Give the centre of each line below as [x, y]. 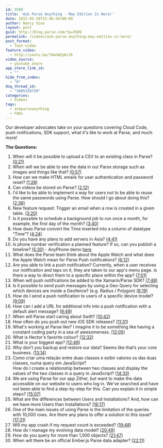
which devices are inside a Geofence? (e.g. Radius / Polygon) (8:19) [80, 291]
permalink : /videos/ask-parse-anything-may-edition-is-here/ [69, 37]
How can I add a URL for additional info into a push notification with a [82, 306]
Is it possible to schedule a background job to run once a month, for [80, 218]
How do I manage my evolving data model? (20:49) [64, 430]
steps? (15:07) [26, 394]
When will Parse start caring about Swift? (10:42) [61, 316]
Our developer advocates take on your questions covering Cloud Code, [77, 127]
